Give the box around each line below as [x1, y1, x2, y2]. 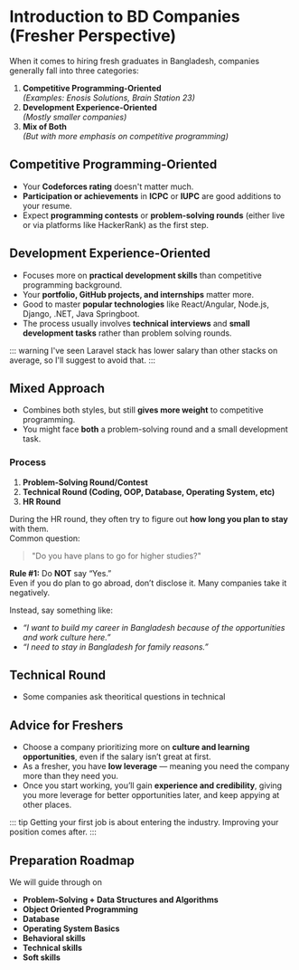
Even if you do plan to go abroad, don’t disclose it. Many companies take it [9, 577, 287, 588]
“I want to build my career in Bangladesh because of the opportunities [22, 622, 285, 632]
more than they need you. [22, 771, 119, 782]
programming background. [22, 279, 123, 290]
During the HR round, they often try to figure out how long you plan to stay [9, 513, 289, 524]
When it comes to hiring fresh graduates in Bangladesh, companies [9, 55, 260, 66]
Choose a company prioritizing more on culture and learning [22, 742, 250, 753]
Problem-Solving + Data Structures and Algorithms [22, 894, 219, 906]
